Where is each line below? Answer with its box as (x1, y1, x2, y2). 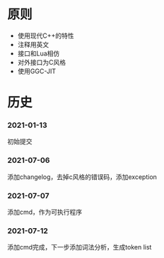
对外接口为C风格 (17, 58, 66, 66)
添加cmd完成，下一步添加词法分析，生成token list (7, 243, 152, 252)
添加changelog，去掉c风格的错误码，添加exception (7, 172, 158, 181)
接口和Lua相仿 (17, 49, 60, 58)
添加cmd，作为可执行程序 (7, 208, 83, 217)
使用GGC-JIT (17, 67, 57, 75)
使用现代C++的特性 (17, 31, 74, 40)
